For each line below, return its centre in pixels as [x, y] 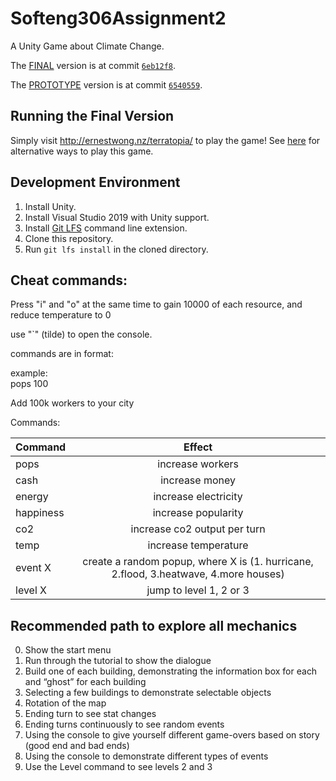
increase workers [198, 464]
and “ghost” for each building [85, 682]
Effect [198, 447]
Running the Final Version [92, 116]
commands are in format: [62, 354]
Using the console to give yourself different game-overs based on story [172, 735]
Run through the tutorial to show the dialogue [118, 661]
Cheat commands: [69, 280]
